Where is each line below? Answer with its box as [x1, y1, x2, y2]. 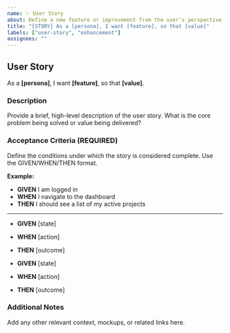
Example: [7, 172, 35, 180]
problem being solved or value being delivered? [7, 119, 142, 127]
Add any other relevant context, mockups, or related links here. [7, 318, 185, 326]
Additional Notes [7, 302, 64, 312]
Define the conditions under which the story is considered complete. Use [7, 151, 214, 159]
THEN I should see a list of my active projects [16, 200, 146, 208]
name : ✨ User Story [7, 10, 64, 17]
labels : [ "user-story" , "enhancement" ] [7, 29, 121, 36]
